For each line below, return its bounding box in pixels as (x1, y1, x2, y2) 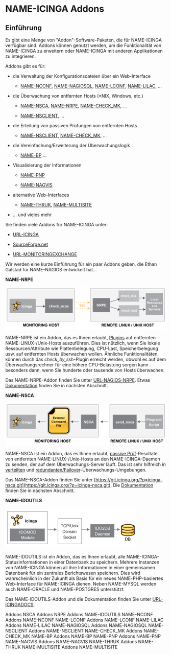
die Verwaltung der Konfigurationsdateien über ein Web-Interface (12, 73, 151, 79)
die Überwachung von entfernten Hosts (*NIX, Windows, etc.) (12, 93, 144, 99)
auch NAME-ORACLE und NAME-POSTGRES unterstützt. (5, 586, 125, 592)
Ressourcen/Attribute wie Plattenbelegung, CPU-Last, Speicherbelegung (5, 345, 158, 352)
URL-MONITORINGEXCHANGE (12, 251, 78, 257)
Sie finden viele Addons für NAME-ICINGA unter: (5, 222, 108, 227)
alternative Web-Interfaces (12, 192, 69, 198)
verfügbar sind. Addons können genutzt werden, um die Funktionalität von (5, 42, 162, 49)
